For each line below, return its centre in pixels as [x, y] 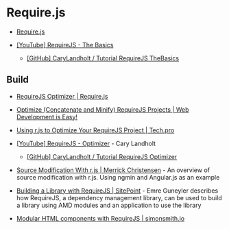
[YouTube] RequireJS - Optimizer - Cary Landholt [86, 143]
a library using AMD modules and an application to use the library [109, 205]
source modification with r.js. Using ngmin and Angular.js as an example [118, 177]
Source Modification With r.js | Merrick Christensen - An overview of [113, 170]
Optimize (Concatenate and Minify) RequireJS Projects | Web [103, 109]
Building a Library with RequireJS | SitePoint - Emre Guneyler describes [117, 191]
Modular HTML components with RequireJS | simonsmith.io [100, 218]
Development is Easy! [47, 117]
